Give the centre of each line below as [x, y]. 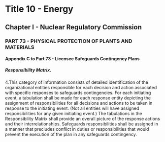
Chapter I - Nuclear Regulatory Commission [73, 27]
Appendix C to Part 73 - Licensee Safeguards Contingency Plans [72, 59]
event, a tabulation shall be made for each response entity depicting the [78, 98]
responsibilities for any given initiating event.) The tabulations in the [74, 114]
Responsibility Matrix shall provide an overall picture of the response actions [82, 119]
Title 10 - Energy [39, 9]
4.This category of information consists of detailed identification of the [77, 82]
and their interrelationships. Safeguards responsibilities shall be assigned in [82, 124]
